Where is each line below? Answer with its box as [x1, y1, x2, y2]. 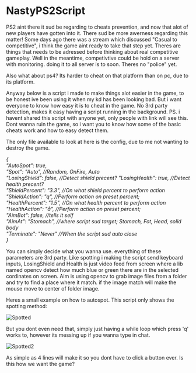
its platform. [6, 78, 35, 85]
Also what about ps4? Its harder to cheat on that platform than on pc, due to [6, 72, 188, 79]
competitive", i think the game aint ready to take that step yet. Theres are [6, 42, 181, 49]
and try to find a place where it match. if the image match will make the [6, 279, 177, 286]
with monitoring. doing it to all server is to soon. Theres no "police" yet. [6, 60, 177, 68]
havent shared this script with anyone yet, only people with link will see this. [6, 114, 188, 121]
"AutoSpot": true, [6, 162, 47, 169]
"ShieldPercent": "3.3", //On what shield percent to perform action [6, 186, 165, 194]
